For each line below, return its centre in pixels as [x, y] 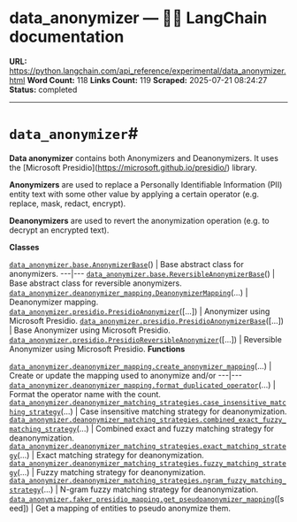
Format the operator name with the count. [85, 394]
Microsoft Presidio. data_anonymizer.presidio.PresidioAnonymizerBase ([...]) [147, 320]
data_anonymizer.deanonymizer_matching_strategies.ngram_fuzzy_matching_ [148, 480]
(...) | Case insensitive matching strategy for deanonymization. [174, 411]
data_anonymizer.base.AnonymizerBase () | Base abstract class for [127, 264]
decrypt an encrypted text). [59, 230]
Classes [24, 247]
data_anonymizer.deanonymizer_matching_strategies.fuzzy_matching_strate [148, 464]
